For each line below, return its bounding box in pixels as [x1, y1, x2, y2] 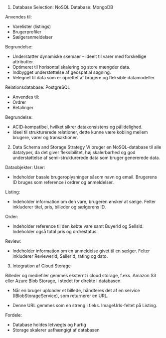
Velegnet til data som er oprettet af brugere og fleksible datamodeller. [12, 75, 156, 80]
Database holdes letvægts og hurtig [12, 322, 86, 328]
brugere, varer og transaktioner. [12, 135, 78, 140]
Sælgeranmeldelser [12, 34, 53, 40]
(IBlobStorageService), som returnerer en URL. [12, 293, 109, 299]
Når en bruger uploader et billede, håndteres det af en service [12, 288, 141, 293]
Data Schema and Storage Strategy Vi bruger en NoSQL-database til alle [12, 144, 162, 150]
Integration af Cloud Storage [12, 263, 71, 269]
